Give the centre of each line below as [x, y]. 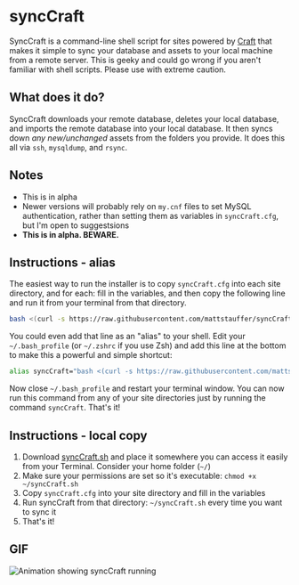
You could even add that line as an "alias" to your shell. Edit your [128, 337]
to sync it [39, 512]
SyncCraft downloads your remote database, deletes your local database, [144, 118]
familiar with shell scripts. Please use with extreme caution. [118, 69]
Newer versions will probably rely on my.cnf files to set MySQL [137, 206]
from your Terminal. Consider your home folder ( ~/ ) [117, 466]
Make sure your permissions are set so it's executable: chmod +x [139, 475]
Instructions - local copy [78, 435]
